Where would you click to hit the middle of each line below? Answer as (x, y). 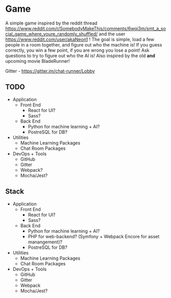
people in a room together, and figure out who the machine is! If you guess (84, 44)
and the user (112, 34)
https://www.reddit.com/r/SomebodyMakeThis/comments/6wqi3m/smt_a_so (86, 28)
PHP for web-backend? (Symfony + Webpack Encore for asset (94, 236)
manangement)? (45, 242)
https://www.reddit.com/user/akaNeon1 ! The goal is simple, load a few (80, 39)
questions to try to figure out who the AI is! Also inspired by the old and (80, 55)
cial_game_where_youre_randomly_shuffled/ (52, 34)
